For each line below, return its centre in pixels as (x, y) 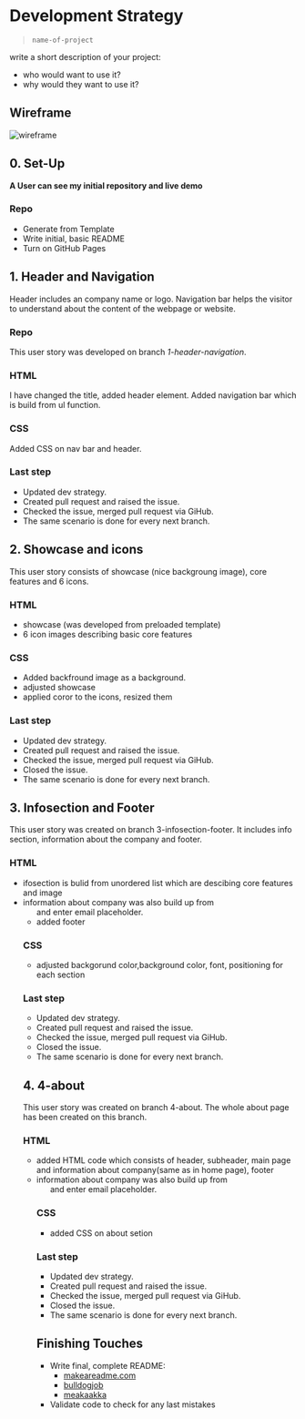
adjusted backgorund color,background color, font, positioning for (160, 965)
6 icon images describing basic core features (107, 634)
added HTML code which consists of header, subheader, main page (163, 1160)
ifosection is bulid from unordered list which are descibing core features (158, 883)
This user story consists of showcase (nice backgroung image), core (138, 571)
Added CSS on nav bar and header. (76, 448)
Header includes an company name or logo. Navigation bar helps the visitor (151, 299)
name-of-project (62, 40)
